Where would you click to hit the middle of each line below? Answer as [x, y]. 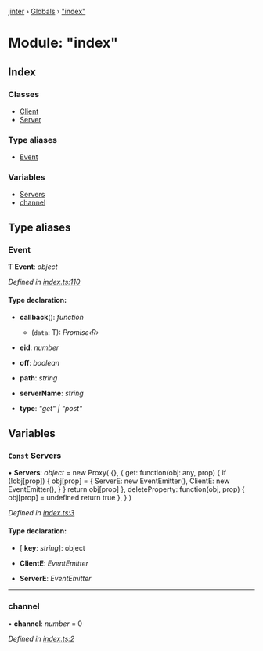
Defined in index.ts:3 [41, 513]
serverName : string [51, 393]
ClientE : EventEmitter [54, 563]
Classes [24, 94]
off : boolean [40, 363]
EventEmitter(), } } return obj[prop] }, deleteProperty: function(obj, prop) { [126, 489]
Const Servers [35, 456]
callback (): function [51, 318]
